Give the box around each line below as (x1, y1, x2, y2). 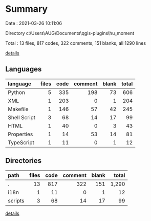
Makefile (8, 105, 29, 113)
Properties (8, 131, 33, 138)
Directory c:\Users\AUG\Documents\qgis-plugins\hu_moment (5, 30, 135, 36)
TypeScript (8, 139, 34, 146)
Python (8, 88, 26, 96)
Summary (5, 3, 48, 15)
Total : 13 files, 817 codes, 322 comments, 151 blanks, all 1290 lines (5, 40, 146, 46)
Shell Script (8, 114, 36, 121)
